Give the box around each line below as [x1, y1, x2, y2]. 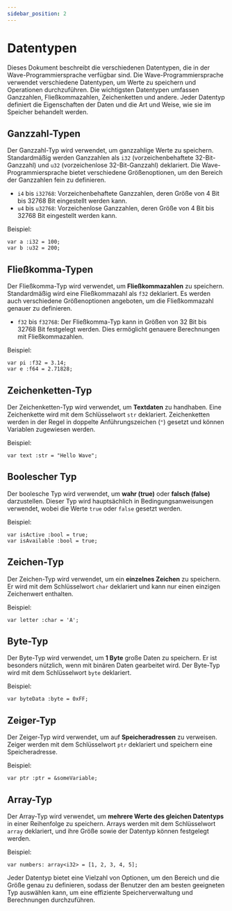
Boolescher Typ [7, 471, 77, 483]
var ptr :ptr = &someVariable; [7, 774, 98, 782]
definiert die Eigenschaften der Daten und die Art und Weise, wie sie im [7, 100, 212, 109]
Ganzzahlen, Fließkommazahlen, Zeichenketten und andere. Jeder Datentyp [7, 93, 225, 101]
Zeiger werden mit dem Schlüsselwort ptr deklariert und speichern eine [7, 740, 213, 749]
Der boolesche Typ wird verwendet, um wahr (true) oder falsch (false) [7, 489, 210, 498]
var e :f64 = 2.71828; [7, 366, 73, 373]
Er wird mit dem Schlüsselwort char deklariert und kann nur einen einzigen [7, 582, 221, 591]
